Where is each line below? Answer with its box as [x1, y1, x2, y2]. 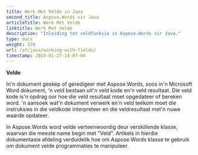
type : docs [6, 36, 33, 42]
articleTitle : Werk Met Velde [6, 20, 81, 25]
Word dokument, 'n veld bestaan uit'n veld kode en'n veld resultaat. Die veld [6, 86, 192, 93]
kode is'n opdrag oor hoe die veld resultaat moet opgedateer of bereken [6, 93, 182, 100]
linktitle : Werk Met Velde [6, 25, 73, 31]
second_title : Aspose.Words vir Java [6, 14, 99, 20]
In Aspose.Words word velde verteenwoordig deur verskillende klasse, [6, 123, 178, 130]
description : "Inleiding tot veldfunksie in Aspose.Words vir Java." [6, 31, 181, 37]
